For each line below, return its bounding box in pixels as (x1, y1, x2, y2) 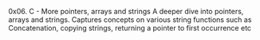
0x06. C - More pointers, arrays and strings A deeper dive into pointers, (8, 7, 244, 16)
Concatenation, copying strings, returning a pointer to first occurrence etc (8, 24, 252, 32)
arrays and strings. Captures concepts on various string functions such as (8, 15, 252, 24)
